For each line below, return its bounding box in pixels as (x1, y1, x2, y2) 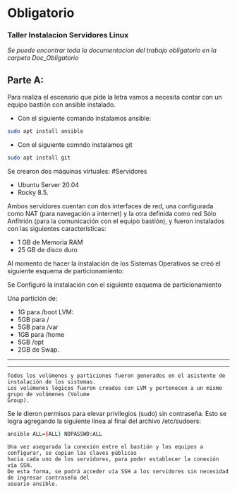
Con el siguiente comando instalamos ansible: (17, 114, 152, 123)
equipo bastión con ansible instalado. (7, 100, 116, 109)
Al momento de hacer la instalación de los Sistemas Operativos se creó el (7, 259, 221, 268)
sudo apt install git (7, 154, 71, 162)
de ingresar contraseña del (7, 474, 90, 481)
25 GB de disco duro (17, 246, 78, 254)
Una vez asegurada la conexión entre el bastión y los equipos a (7, 443, 203, 450)
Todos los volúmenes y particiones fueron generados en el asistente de (7, 372, 226, 379)
